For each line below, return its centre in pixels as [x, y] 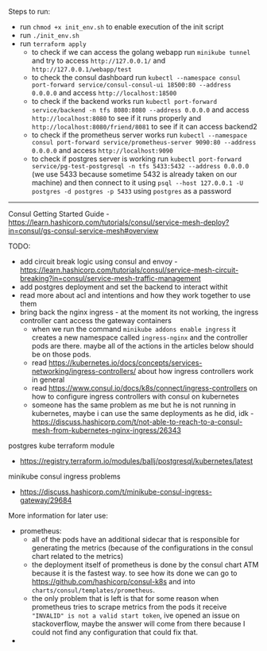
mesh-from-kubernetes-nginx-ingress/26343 [106, 430]
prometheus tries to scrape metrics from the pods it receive [129, 607]
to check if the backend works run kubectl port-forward [124, 101]
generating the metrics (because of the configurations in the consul [142, 548]
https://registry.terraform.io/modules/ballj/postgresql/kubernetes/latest [136, 461]
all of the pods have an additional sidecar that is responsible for [135, 539]
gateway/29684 [46, 500]
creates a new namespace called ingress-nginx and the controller [139, 337]
